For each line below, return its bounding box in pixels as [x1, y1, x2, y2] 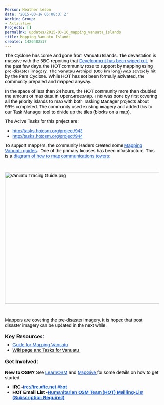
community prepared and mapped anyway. [5, 78, 92, 84]
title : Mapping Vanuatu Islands [5, 35, 71, 40]
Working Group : [5, 16, 36, 21]
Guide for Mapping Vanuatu [12, 342, 68, 348]
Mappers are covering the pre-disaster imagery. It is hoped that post [5, 317, 143, 323]
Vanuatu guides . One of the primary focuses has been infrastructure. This [5, 147, 155, 153]
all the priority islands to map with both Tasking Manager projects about [5, 98, 149, 104]
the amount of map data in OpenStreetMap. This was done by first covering [5, 93, 158, 99]
